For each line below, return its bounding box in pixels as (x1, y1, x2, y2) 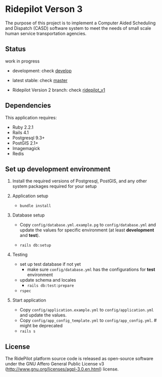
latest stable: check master (12, 77, 68, 83)
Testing (12, 252, 28, 258)
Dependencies (5, 101, 51, 110)
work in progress (5, 58, 40, 64)
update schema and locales (19, 277, 76, 283)
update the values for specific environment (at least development (19, 227, 155, 233)
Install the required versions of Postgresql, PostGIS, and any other (12, 178, 147, 184)
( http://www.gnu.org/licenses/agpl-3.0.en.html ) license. (5, 366, 119, 372)
